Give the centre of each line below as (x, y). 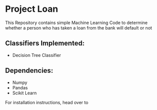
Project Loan (32, 9)
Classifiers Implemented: (45, 43)
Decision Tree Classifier (37, 55)
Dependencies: (29, 70)
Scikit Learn (25, 93)
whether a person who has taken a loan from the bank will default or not (79, 27)
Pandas (20, 87)
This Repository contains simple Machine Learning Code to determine (76, 23)
